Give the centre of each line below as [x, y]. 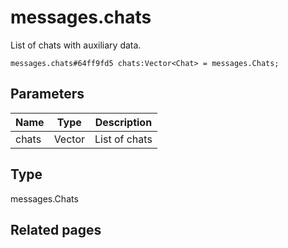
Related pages [56, 229]
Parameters [47, 94]
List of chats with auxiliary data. [76, 45]
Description [123, 122]
